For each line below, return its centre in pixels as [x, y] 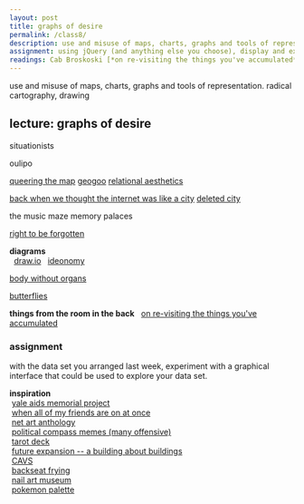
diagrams [28, 251]
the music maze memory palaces [71, 216]
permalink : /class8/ [48, 34]
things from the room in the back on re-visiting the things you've [133, 313]
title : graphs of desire [56, 26]
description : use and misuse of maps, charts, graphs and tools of [139, 43]
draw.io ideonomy [49, 260]
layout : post [34, 18]
